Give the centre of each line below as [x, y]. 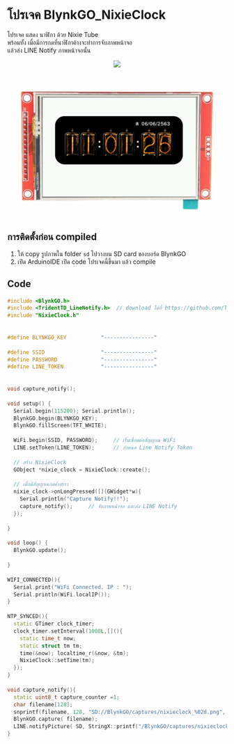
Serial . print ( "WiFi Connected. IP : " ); [73, 587]
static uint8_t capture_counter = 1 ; [67, 697]
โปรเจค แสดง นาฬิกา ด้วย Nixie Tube [53, 34]
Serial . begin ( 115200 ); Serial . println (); [75, 411]
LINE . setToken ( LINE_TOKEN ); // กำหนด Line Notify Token [103, 448]
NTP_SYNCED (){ [28, 617]
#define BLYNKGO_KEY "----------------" [82, 338]
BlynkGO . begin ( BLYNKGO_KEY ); [56, 418]
